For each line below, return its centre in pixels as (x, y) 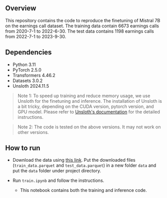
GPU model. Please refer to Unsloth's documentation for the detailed (89, 112)
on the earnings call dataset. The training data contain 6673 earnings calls (82, 26)
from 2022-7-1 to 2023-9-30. (36, 36)
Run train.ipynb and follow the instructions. (58, 180)
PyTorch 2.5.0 (27, 70)
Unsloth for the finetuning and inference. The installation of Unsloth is (90, 101)
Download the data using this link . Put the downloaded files (74, 160)
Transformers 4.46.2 (34, 75)
